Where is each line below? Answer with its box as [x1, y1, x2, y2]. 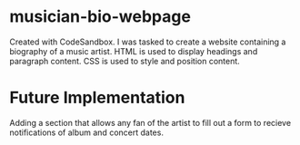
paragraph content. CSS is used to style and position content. [9, 55, 241, 66]
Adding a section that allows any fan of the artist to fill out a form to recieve [9, 117, 292, 128]
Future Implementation [9, 88, 185, 108]
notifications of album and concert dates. [9, 127, 164, 138]
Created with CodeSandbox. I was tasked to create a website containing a [9, 36, 286, 47]
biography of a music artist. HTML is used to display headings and [9, 45, 258, 56]
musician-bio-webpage [9, 6, 191, 27]
